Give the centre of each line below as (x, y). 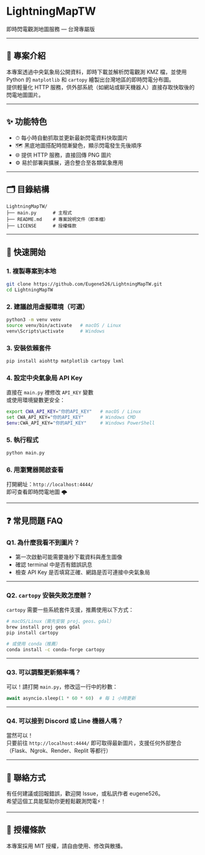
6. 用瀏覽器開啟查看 (35, 470)
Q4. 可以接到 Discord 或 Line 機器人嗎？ (65, 721)
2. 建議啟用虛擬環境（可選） (48, 306)
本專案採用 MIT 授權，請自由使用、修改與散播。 (66, 846)
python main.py (26, 453)
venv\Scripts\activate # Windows (56, 331)
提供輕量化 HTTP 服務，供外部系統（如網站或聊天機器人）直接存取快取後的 (101, 87)
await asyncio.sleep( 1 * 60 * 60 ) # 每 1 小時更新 (71, 698)
